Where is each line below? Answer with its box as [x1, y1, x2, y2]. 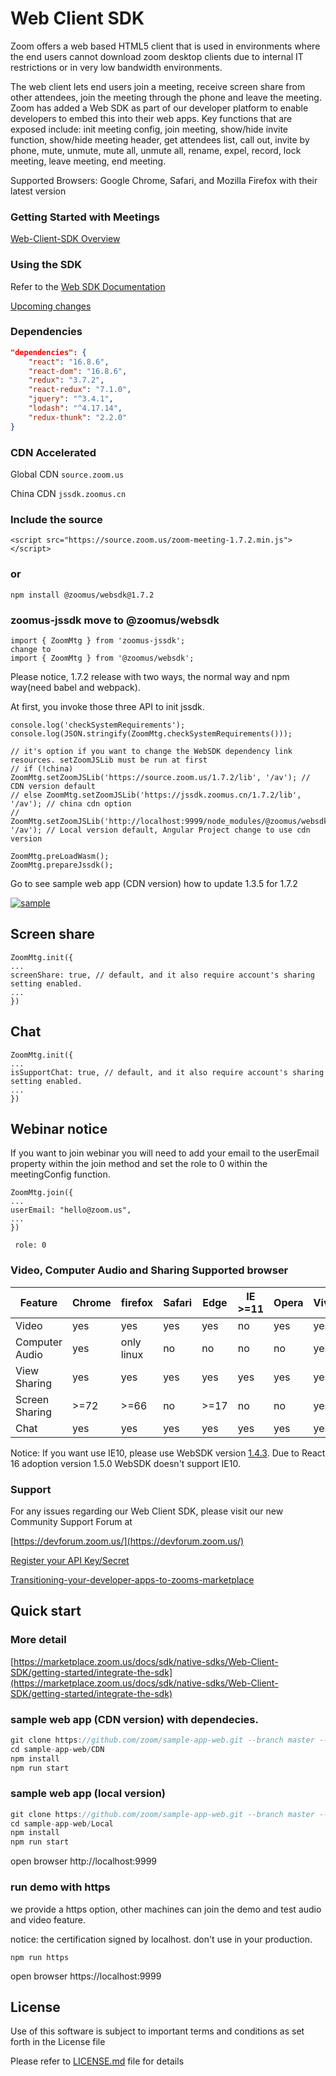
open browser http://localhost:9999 [10, 1855, 158, 1867]
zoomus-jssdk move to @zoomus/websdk [10, 613, 220, 627]
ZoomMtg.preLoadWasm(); [10, 851, 110, 861]
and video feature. [10, 1913, 86, 1926]
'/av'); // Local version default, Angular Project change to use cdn [10, 825, 311, 835]
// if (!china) [10, 763, 74, 774]
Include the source [10, 512, 103, 526]
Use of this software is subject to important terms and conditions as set [10, 2025, 305, 2037]
